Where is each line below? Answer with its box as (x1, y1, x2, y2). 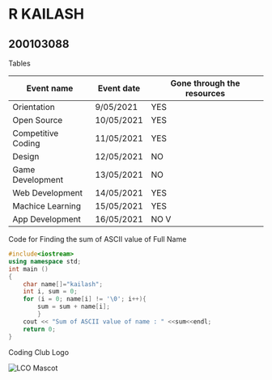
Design (12, 151, 40, 162)
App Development (12, 213, 81, 225)
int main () (8, 264, 49, 273)
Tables (8, 58, 31, 68)
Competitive (12, 128, 59, 138)
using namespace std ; (8, 257, 82, 265)
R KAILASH (8, 5, 85, 23)
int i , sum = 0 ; (23, 288, 79, 296)
